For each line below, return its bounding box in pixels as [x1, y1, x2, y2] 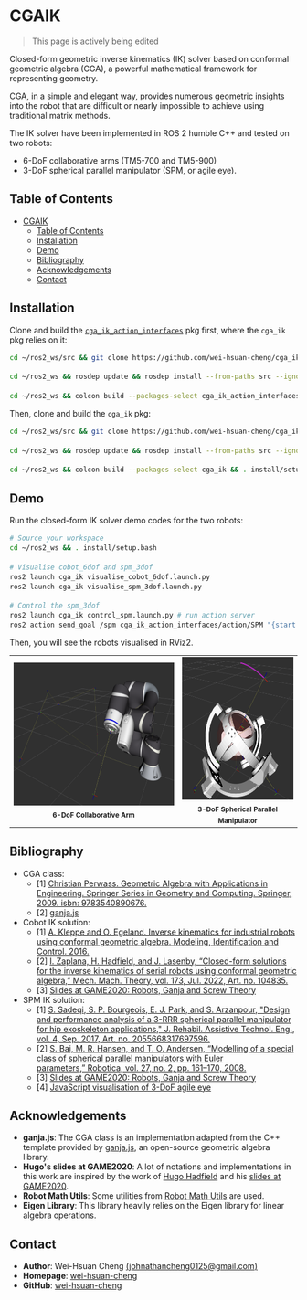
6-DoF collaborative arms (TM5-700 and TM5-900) [22, 154, 217, 165]
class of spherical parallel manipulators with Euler [36, 1052, 224, 1063]
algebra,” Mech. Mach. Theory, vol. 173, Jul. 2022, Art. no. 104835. [36, 975, 289, 986]
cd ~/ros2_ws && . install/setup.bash [9, 544, 157, 553]
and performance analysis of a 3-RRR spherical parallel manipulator [36, 1013, 291, 1024]
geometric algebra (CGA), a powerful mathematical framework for [9, 63, 258, 74]
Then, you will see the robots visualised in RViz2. [9, 637, 194, 648]
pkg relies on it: [9, 334, 68, 345]
